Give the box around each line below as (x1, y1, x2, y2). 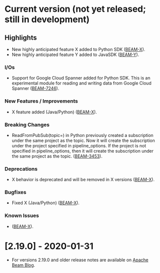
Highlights (4, 33, 37, 42)
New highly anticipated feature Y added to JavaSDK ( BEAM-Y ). (11, 52, 139, 57)
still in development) (4, 14, 90, 25)
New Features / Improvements (4, 98, 78, 105)
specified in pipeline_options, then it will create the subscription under (11, 148, 154, 154)
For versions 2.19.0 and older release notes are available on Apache (11, 257, 149, 263)
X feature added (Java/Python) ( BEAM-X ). (11, 109, 97, 115)
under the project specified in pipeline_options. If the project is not (11, 142, 146, 148)
